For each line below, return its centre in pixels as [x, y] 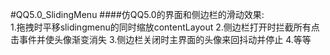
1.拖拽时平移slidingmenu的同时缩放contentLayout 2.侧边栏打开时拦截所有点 [165, 27]
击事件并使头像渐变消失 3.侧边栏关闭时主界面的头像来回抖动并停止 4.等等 [161, 39]
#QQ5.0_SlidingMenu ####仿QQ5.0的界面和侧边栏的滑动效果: [137, 14]
